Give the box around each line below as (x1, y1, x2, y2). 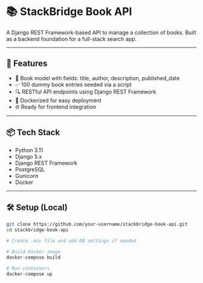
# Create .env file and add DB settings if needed (6, 238, 137, 244)
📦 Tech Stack (6, 127, 60, 138)
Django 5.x (14, 153, 42, 160)
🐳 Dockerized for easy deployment (14, 97, 101, 104)
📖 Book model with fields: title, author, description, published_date (14, 74, 180, 81)
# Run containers (6, 265, 50, 272)
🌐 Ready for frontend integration (14, 103, 97, 110)
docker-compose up (6, 271, 53, 277)
